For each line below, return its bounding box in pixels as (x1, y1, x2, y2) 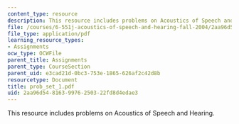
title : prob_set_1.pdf (7, 83, 75, 90)
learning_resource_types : (7, 37, 84, 44)
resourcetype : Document (7, 76, 78, 84)
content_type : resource (7, 10, 78, 18)
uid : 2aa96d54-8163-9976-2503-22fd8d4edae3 (7, 89, 139, 96)
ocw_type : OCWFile (7, 50, 62, 57)
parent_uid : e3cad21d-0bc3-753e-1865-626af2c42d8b (7, 69, 161, 77)
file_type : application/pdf (7, 30, 91, 38)
